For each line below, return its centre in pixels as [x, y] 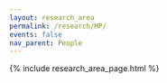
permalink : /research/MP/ [58, 26]
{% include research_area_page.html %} [84, 69]
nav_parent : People [46, 43]
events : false [36, 34]
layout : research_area [52, 18]
